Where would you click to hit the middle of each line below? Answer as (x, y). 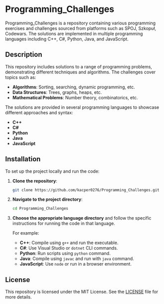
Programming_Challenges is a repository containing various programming (80, 23)
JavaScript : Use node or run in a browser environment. (76, 264)
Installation (23, 159)
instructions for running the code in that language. (64, 224)
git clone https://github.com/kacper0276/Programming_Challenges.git (86, 190)
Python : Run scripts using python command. (65, 254)
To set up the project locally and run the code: (52, 171)
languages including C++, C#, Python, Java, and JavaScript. (67, 39)
